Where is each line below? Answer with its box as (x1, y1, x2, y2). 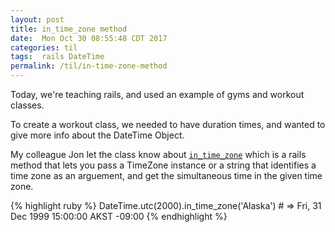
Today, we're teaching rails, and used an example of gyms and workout (10, 89, 305, 100)
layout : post (10, 14, 65, 25)
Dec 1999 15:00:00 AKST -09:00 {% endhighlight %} (10, 211, 228, 222)
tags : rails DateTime (10, 52, 105, 62)
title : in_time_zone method (10, 24, 128, 34)
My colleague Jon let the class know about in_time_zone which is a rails (10, 149, 307, 160)
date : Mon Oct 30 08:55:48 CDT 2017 (10, 33, 168, 43)
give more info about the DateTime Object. (10, 129, 185, 141)
